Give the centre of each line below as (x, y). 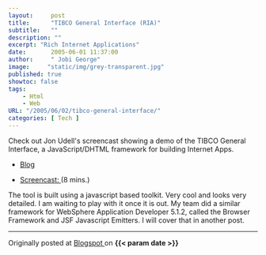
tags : (17, 89)
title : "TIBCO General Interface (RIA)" (84, 23)
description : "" (35, 37)
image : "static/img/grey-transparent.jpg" (86, 67)
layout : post (37, 15)
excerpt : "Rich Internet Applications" (74, 45)
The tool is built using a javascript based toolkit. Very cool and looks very (127, 195)
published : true (35, 74)
